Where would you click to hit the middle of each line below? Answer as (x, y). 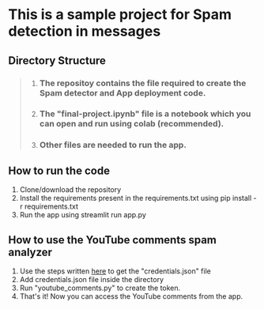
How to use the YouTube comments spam (113, 240)
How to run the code (59, 170)
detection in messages (85, 31)
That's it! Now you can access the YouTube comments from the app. (131, 296)
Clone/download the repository (70, 190)
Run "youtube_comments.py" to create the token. (100, 288)
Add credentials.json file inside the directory (92, 279)
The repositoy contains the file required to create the (143, 83)
